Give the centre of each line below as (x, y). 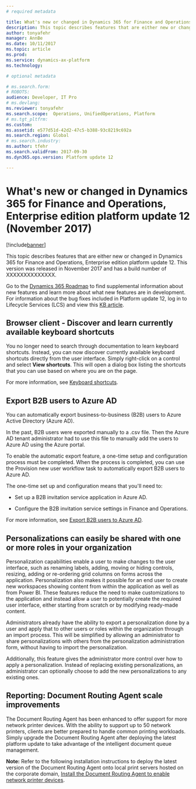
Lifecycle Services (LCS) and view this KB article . (65, 304)
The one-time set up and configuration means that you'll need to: (84, 486)
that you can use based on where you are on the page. (72, 371)
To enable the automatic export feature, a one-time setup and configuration (97, 456)
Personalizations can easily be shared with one (94, 538)
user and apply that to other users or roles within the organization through (95, 629)
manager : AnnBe (24, 39)
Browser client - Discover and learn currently (90, 323)
